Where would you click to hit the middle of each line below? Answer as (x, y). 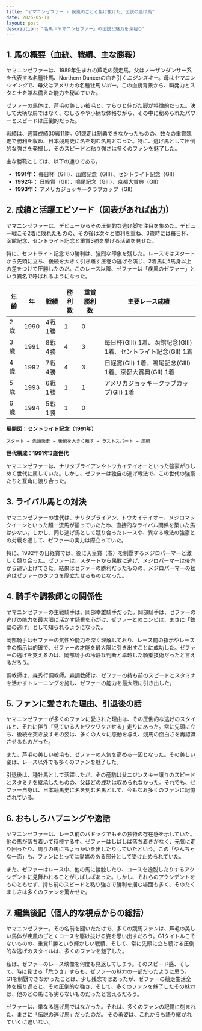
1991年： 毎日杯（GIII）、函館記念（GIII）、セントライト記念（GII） (96, 174)
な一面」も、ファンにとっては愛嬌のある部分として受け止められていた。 (95, 857)
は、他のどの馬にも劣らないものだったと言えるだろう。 (74, 994)
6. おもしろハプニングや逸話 (58, 818)
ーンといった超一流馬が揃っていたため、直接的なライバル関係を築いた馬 (106, 525)
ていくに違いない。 (30, 1021)
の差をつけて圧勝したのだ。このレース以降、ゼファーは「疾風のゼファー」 (98, 268)
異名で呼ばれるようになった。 (54, 276)
